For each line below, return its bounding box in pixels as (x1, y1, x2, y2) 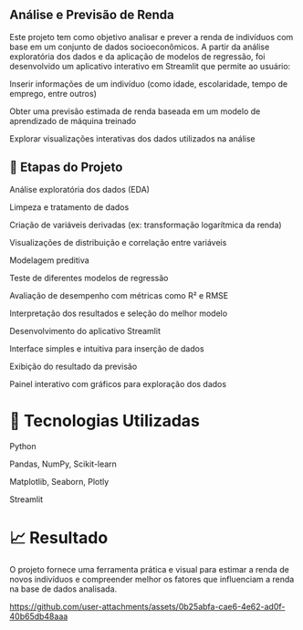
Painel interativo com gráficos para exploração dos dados (9, 378, 226, 389)
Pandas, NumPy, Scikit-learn (9, 458, 117, 469)
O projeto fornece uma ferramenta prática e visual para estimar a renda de (9, 563, 289, 574)
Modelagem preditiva (9, 255, 89, 266)
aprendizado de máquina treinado (9, 115, 137, 126)
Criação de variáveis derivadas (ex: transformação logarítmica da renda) (9, 219, 282, 230)
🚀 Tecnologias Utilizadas (9, 410, 201, 431)
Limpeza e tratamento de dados (9, 201, 130, 213)
